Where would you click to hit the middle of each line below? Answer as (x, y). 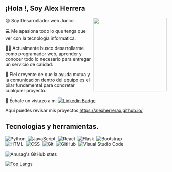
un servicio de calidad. (29, 64)
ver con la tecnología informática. (41, 38)
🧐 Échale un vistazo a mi (31, 100)
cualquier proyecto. (26, 90)
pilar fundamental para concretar (40, 85)
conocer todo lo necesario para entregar (48, 59)
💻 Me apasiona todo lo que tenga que (46, 31)
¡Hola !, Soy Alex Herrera (45, 8)
